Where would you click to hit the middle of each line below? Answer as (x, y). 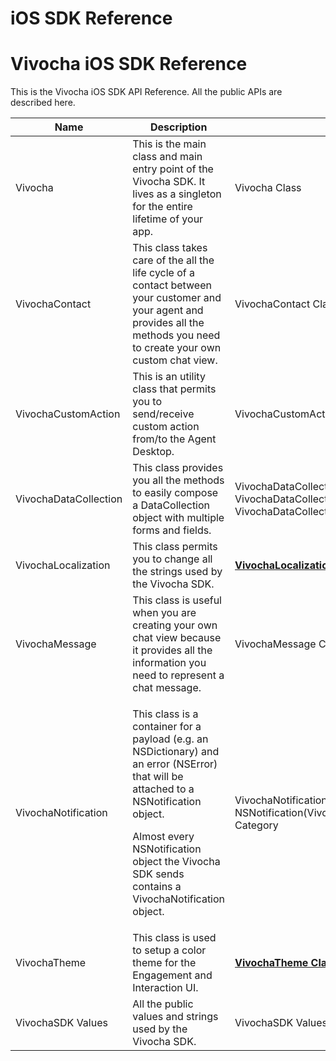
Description (178, 127)
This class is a (165, 714)
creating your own (175, 625)
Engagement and (172, 975)
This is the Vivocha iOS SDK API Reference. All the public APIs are (146, 92)
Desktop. (153, 452)
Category (256, 825)
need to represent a (178, 675)
